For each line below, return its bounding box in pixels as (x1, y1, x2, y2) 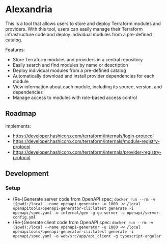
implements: (5, 123, 32, 129)
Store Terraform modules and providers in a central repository (12, 56, 143, 62)
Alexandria (5, 4, 52, 15)
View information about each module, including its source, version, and (12, 83, 162, 90)
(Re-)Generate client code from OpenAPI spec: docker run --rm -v (12, 219, 154, 226)
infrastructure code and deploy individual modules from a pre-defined (5, 31, 152, 37)
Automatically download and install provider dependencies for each (12, 72, 155, 79)
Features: (5, 46, 25, 53)
